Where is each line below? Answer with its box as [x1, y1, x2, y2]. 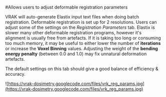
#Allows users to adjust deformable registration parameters [5, 4, 128, 10]
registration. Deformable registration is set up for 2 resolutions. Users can [5, 19, 157, 25]
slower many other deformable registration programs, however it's [5, 30, 141, 35]
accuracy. [5, 71, 26, 77]
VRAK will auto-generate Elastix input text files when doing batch [5, 14, 139, 19]
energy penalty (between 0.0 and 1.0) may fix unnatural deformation [5, 51, 147, 57]
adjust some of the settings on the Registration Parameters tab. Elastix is [5, 24, 155, 30]
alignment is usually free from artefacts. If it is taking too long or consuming [5, 35, 161, 41]
